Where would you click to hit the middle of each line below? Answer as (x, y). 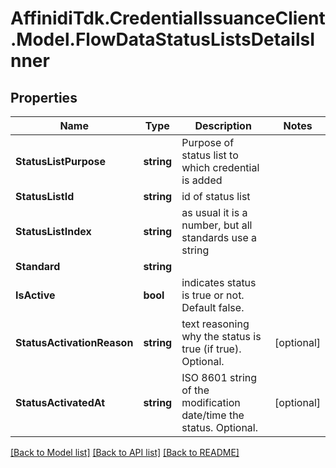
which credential (220, 167)
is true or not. (213, 295)
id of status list (216, 196)
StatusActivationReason (74, 342)
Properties (44, 97)
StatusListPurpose (61, 161)
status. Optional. (220, 427)
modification (211, 402)
